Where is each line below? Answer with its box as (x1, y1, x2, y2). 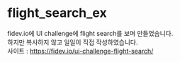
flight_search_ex (7, 5, 108, 21)
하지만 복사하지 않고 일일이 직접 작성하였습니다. (7, 37, 138, 46)
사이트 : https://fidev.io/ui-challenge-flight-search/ (7, 46, 154, 55)
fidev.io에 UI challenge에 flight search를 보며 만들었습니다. (7, 29, 174, 37)
